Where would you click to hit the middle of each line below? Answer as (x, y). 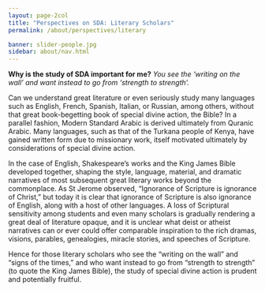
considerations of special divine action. (72, 148)
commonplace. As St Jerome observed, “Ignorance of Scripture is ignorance (132, 189)
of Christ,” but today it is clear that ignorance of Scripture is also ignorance (130, 197)
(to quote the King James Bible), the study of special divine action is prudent (132, 271)
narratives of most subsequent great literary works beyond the (110, 180)
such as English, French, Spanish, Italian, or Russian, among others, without (131, 107)
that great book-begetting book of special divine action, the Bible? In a (123, 114)
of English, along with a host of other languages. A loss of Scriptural (119, 205)
